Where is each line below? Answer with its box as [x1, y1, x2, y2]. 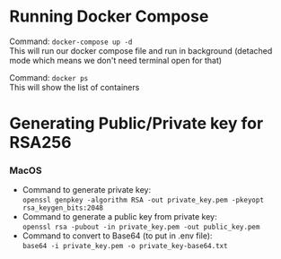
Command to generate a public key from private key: [22, 212, 217, 222]
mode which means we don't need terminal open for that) [9, 55, 223, 65]
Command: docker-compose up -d [9, 36, 133, 47]
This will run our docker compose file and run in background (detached [9, 45, 273, 56]
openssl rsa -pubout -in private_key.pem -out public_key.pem [22, 222, 260, 232]
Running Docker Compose [9, 6, 209, 27]
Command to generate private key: [22, 185, 151, 195]
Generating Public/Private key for [9, 114, 264, 134]
